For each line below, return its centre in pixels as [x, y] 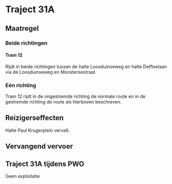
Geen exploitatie [23, 176]
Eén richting [21, 85]
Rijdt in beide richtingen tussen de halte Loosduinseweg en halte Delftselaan [86, 66]
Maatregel [22, 28]
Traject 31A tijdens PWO [45, 164]
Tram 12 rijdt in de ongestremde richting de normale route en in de [75, 96]
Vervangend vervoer [39, 146]
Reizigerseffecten [35, 118]
